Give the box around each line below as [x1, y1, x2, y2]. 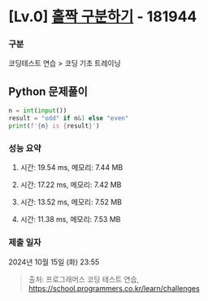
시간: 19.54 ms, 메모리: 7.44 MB [19, 163, 123, 172]
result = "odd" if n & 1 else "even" [8, 115, 129, 123]
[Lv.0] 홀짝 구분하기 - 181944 [8, 7, 197, 26]
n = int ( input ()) [8, 107, 67, 115]
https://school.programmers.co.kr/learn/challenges [28, 283, 201, 293]
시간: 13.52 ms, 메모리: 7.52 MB [19, 197, 123, 207]
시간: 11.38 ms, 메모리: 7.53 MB [19, 215, 121, 225]
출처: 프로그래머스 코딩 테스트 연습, [28, 274, 140, 284]
